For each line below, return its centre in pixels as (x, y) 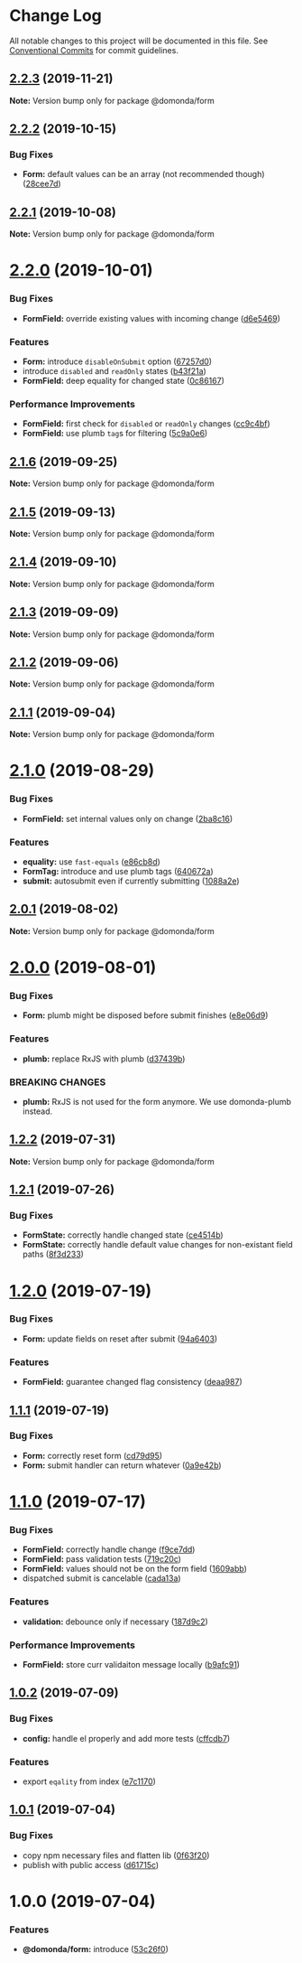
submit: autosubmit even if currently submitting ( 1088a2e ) (131, 881)
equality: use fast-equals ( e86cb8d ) (91, 861)
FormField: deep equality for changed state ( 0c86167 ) (124, 381)
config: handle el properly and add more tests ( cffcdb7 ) (126, 1738)
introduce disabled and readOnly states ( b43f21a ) (114, 371)
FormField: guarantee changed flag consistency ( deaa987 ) (132, 1382)
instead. (37, 1111)
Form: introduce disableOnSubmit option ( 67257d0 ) (117, 361)
